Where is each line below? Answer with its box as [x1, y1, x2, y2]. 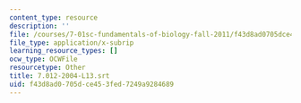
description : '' [9, 21, 70, 30]
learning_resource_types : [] [9, 47, 118, 56]
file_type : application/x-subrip [9, 38, 134, 47]
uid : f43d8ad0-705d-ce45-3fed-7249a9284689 [9, 80, 175, 89]
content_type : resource [9, 13, 99, 22]
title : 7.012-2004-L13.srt [9, 72, 110, 81]
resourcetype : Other [9, 64, 87, 73]
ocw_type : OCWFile [9, 55, 78, 64]
